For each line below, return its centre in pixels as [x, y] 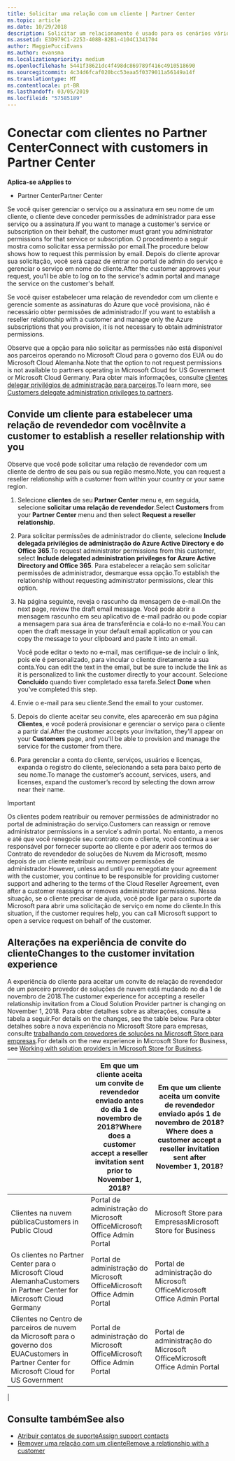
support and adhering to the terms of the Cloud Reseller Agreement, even [113, 883]
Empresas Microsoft [187, 1222]
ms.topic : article [34, 20]
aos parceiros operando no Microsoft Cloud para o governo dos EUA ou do [115, 355]
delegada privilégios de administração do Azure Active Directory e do [121, 543]
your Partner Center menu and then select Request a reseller [106, 514]
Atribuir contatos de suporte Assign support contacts [93, 1436]
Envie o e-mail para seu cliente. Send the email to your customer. [111, 703]
